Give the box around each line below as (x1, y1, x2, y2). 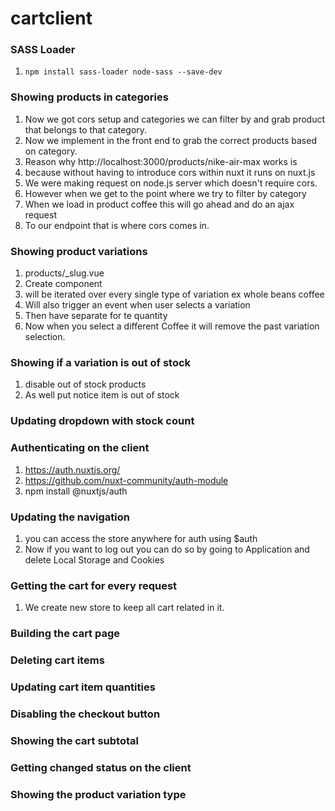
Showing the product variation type (10, 787, 187, 801)
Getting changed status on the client (10, 760, 192, 774)
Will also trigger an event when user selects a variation (24, 299, 251, 311)
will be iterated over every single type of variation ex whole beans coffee (24, 288, 325, 301)
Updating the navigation (10, 510, 130, 524)
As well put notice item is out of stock (24, 389, 180, 401)
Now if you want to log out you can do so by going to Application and (24, 543, 310, 555)
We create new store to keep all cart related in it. (24, 602, 225, 614)
